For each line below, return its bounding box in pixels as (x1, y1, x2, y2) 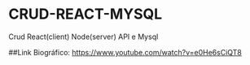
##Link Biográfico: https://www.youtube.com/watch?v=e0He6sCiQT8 (8, 47, 243, 57)
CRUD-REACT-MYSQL (8, 5, 163, 24)
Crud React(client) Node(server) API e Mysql (8, 32, 159, 41)
